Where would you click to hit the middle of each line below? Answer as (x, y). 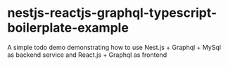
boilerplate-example (68, 28)
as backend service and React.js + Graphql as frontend (87, 55)
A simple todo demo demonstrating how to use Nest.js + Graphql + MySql (114, 47)
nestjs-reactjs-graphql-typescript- (112, 13)
